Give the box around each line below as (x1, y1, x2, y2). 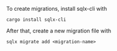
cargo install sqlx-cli (6, 17, 67, 23)
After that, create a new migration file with (6, 27, 112, 34)
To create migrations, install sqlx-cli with (6, 5, 107, 12)
